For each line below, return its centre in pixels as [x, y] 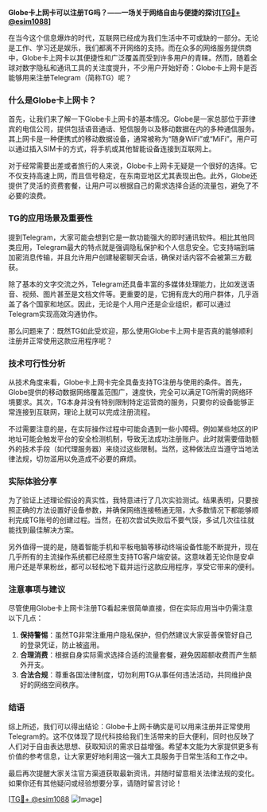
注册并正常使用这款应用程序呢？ [60, 341]
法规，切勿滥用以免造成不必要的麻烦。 [77, 459]
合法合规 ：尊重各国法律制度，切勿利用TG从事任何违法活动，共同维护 [132, 675]
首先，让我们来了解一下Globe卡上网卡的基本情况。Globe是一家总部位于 [125, 119]
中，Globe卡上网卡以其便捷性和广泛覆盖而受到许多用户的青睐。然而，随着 [129, 58]
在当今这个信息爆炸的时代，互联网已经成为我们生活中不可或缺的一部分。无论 [133, 38]
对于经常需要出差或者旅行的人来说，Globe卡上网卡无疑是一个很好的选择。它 [133, 166]
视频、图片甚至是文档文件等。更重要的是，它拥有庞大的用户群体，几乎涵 [140, 294]
